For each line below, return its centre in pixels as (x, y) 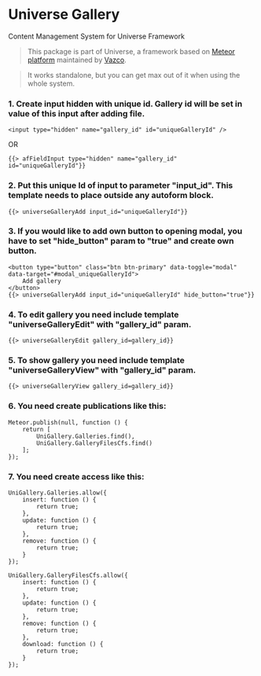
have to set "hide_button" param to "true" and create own (121, 241)
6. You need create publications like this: (87, 406)
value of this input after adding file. (77, 113)
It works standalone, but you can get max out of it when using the (134, 75)
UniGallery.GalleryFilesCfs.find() (95, 443)
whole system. (51, 83)
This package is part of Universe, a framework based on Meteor (131, 51)
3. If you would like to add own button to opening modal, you (125, 231)
